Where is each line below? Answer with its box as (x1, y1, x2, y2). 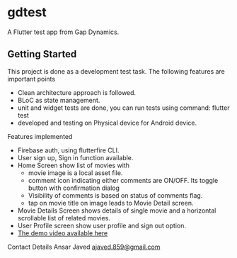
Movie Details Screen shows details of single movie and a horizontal (17, 206, 216, 215)
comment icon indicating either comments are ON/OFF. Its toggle (28, 176, 219, 184)
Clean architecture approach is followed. (17, 88, 137, 96)
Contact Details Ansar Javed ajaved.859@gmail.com (7, 242, 161, 251)
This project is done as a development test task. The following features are (7, 67, 225, 75)
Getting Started (7, 48, 77, 60)
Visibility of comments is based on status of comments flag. (28, 191, 203, 199)
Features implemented (7, 132, 73, 140)
